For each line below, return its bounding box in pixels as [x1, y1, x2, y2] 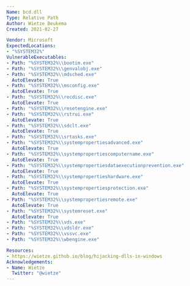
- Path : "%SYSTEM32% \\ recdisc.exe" [6, 94, 97, 100]
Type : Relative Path [6, 15, 59, 21]
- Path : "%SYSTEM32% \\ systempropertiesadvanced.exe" [6, 140, 144, 146]
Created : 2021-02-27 [6, 26, 59, 32]
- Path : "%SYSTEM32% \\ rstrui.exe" [6, 111, 95, 117]
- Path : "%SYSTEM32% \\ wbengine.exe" [6, 236, 100, 243]
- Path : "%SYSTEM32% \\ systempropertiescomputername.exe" [6, 151, 155, 157]
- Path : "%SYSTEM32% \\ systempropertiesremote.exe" [6, 197, 138, 203]
